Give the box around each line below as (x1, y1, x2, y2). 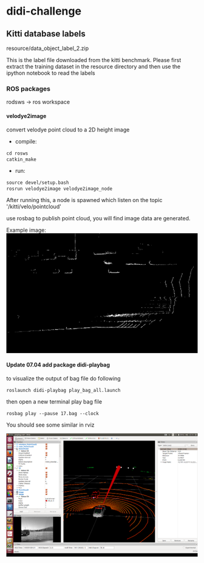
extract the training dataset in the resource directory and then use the (6, 63, 181, 70)
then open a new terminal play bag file (6, 397, 102, 405)
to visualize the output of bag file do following (6, 374, 121, 382)
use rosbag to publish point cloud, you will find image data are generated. (6, 214, 191, 222)
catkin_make (6, 156, 36, 163)
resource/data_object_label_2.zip (6, 44, 89, 52)
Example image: (6, 226, 47, 234)
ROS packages (6, 84, 50, 93)
